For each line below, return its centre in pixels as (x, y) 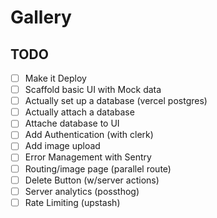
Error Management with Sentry (88, 157)
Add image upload (62, 146)
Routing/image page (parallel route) (98, 168)
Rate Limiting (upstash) (72, 202)
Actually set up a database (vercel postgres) (116, 101)
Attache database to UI (72, 123)
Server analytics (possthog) (82, 191)
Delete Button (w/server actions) (92, 180)
